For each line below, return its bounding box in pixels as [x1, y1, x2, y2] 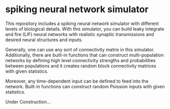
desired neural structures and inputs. [5, 37, 83, 43]
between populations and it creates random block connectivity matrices [5, 63, 157, 69]
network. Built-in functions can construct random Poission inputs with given [5, 83, 165, 90]
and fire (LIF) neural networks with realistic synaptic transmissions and [5, 31, 154, 37]
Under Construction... [5, 98, 51, 105]
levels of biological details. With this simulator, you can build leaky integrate [5, 25, 164, 32]
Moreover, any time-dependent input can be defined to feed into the [5, 78, 149, 84]
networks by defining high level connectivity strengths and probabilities [5, 57, 156, 63]
